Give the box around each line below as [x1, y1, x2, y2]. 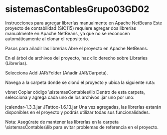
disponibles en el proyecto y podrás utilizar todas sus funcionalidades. [5, 109, 150, 115]
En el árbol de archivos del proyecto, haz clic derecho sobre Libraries [5, 55, 148, 61]
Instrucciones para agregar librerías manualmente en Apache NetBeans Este [5, 20, 163, 26]
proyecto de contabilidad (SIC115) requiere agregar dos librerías [5, 25, 136, 31]
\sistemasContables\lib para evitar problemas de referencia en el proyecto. [5, 124, 159, 130]
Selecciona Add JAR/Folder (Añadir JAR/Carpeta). [5, 69, 108, 75]
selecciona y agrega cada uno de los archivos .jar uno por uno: [5, 94, 135, 100]
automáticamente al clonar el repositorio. [5, 36, 90, 42]
